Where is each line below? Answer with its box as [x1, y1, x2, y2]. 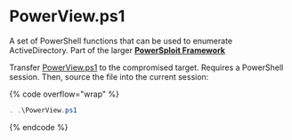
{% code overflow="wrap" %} [9, 89, 120, 99]
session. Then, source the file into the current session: [9, 71, 209, 82]
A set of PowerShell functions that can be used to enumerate [9, 35, 233, 46]
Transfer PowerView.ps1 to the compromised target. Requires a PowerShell [9, 62, 284, 73]
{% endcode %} [9, 121, 69, 132]
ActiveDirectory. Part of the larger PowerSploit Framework [9, 44, 225, 55]
